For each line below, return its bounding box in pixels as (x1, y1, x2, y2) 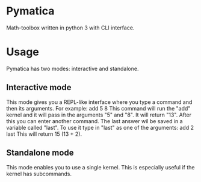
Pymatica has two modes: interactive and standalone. (6, 65, 139, 72)
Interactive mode (6, 82, 72, 93)
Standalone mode (6, 148, 74, 158)
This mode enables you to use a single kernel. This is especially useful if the (6, 163, 195, 171)
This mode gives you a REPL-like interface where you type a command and (6, 98, 193, 106)
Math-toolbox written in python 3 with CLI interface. (6, 24, 135, 31)
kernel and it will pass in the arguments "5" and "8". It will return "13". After (6, 111, 191, 118)
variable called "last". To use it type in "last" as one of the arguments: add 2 (6, 124, 194, 131)
